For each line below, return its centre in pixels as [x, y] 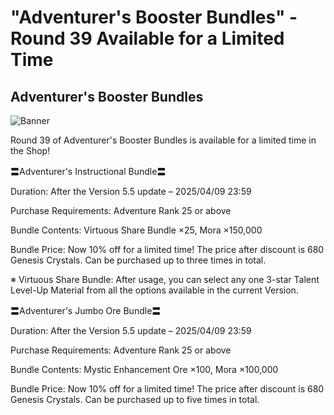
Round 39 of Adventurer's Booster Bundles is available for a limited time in [163, 140]
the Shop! [30, 150]
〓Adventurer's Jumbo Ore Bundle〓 [86, 310]
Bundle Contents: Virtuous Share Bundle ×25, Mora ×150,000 [136, 230]
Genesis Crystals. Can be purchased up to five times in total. [135, 399]
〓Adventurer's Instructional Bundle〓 [88, 171]
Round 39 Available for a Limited [147, 38]
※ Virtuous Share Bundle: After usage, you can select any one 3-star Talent [165, 279]
